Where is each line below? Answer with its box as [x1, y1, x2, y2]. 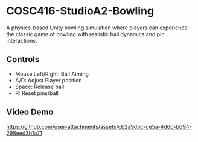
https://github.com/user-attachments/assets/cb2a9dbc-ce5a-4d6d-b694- [6, 123, 192, 130]
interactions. [6, 37, 37, 44]
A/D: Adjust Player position [14, 76, 82, 84]
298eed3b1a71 [6, 129, 42, 137]
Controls [6, 54, 40, 64]
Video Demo [6, 107, 54, 117]
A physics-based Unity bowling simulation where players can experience [6, 24, 188, 31]
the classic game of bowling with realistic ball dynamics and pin [6, 30, 165, 37]
